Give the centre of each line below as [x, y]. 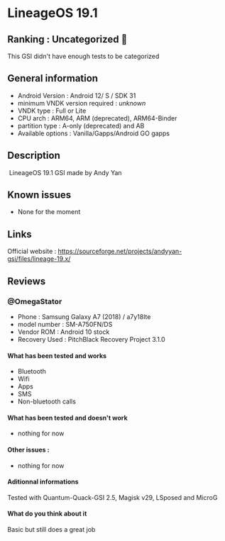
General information [53, 78]
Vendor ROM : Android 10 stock [64, 332]
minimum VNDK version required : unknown [82, 103]
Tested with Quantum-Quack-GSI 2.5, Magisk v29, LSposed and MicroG [112, 497]
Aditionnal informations [43, 482]
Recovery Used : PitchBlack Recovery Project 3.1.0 [91, 339]
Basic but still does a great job [51, 529]
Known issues [39, 195]
